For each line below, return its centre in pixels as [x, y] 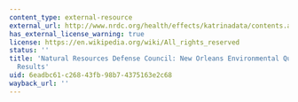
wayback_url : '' [39, 83]
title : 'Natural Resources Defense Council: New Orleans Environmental [144, 59]
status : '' [29, 51]
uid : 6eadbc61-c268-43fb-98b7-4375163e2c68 [91, 75]
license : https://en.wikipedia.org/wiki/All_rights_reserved [125, 42]
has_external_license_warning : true [77, 34]
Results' [33, 67]
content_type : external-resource [71, 17]
